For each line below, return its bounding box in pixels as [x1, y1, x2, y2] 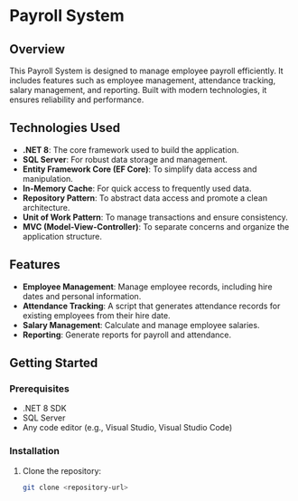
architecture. [22, 202, 70, 213]
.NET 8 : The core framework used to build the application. [22, 144, 239, 155]
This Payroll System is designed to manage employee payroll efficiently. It [9, 65, 284, 76]
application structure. [22, 231, 102, 241]
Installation [9, 445, 61, 458]
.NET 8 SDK [22, 403, 67, 414]
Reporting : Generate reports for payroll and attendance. [22, 329, 232, 340]
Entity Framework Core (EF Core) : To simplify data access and [22, 164, 257, 175]
